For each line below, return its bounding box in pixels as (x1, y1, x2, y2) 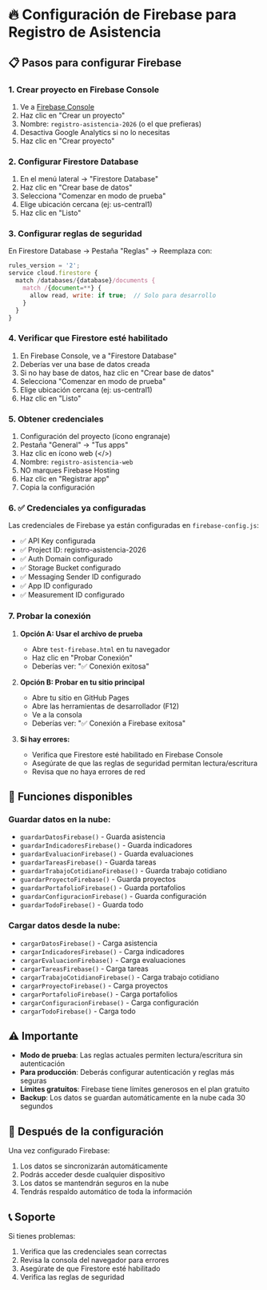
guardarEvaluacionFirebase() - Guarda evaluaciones (19, 849, 194, 859)
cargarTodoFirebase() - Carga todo (19, 1006, 136, 1016)
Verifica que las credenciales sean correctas (19, 1247, 167, 1256)
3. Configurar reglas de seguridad (8, 228, 142, 239)
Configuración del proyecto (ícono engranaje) (19, 432, 170, 441)
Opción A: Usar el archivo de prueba (19, 629, 143, 638)
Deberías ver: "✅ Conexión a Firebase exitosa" (31, 718, 186, 728)
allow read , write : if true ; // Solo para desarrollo (29, 291, 217, 299)
